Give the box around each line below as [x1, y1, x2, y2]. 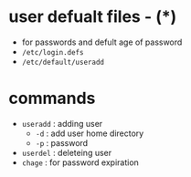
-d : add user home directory [35, 128, 144, 139]
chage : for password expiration [21, 157, 139, 168]
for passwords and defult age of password [21, 36, 183, 47]
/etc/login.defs [21, 47, 84, 57]
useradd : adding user [21, 118, 103, 129]
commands [8, 88, 96, 109]
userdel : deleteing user [21, 147, 112, 158]
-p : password [35, 137, 89, 148]
